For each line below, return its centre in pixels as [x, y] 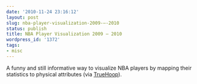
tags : [13, 46]
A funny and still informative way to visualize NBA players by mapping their [99, 68]
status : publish [26, 28]
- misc [14, 51]
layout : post [23, 17]
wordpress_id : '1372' [33, 40]
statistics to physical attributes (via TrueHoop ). [64, 74]
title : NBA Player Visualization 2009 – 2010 [64, 34]
